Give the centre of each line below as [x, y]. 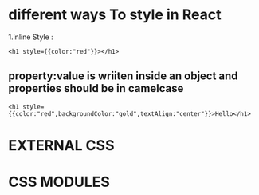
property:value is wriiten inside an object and [123, 76]
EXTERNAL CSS [61, 145]
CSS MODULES [59, 182]
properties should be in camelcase [96, 88]
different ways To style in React [115, 15]
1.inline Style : [31, 37]
